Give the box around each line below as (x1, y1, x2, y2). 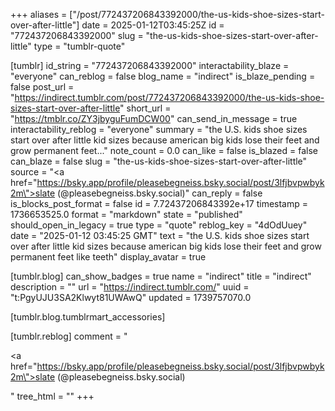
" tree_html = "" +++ (10, 390, 95, 402)
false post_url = (10, 81, 75, 93)
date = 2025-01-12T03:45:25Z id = (81, 19, 225, 31)
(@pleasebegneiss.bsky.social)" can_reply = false (57, 187, 263, 199)
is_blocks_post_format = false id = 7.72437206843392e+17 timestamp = (10, 198, 308, 209)
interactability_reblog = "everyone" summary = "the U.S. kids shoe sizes (10, 124, 308, 135)
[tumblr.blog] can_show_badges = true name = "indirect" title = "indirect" (10, 270, 312, 282)
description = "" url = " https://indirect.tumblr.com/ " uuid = (10, 281, 250, 293)
